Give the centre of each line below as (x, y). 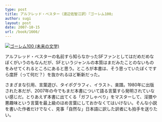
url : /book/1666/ (22, 32)
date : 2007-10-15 (22, 27)
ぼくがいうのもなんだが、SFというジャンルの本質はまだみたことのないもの (80, 62)
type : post (16, 9)
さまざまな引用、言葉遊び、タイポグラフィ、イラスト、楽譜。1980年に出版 (80, 85)
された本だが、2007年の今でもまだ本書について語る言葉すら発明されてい (78, 91)
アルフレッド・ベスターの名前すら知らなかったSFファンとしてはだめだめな (80, 56)
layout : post (18, 23)
